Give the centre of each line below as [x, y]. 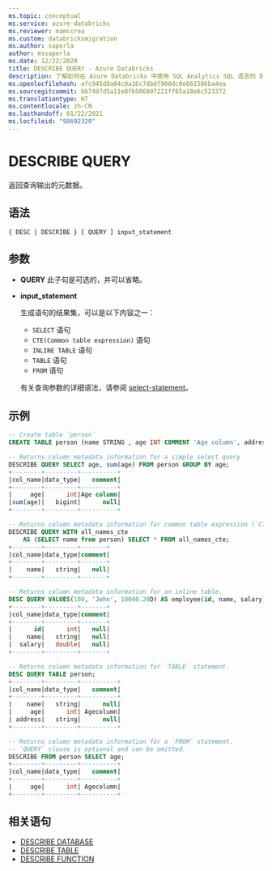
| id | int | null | [59, 630]
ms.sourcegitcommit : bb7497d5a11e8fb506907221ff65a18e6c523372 [117, 91]
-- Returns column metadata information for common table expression [128, 524]
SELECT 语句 [51, 330]
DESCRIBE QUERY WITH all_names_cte [68, 532]
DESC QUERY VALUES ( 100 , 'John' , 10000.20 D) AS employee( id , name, [123, 599]
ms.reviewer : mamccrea [47, 31]
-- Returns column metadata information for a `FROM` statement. [121, 741]
